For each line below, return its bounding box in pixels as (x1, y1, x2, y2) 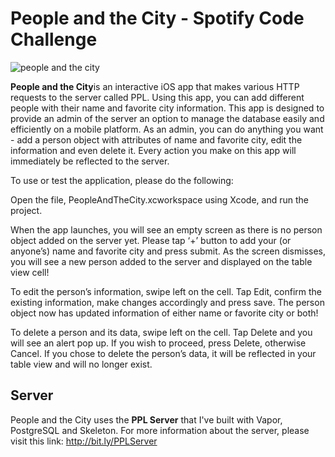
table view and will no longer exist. (10, 358, 153, 370)
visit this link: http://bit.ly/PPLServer (10, 435, 158, 447)
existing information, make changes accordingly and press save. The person (10, 296, 325, 308)
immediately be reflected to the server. (10, 155, 170, 167)
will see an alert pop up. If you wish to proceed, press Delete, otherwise (10, 337, 307, 349)
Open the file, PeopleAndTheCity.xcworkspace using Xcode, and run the (10, 193, 309, 206)
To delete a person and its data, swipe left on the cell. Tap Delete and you (10, 326, 313, 338)
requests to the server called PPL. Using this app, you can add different (10, 91, 305, 103)
